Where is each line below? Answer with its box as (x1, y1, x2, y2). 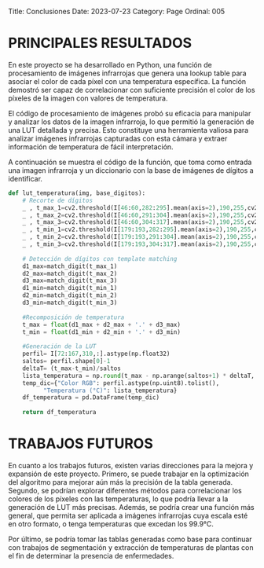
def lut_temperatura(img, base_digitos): (8, 189, 146, 197)
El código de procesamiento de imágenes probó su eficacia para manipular (8, 108, 251, 118)
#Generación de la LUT (22, 343, 97, 350)
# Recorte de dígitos (22, 196, 93, 204)
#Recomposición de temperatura (22, 313, 125, 321)
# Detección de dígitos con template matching (22, 255, 178, 262)
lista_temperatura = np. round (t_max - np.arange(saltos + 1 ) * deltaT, (22, 372, 255, 379)
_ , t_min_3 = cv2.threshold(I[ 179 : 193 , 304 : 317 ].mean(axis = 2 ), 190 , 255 (22, 240, 251, 248)
